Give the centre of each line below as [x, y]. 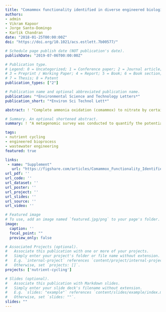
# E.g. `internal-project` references [47, 260]
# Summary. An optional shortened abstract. [52, 119]
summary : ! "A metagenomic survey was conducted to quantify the [74, 124]
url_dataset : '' [22, 183]
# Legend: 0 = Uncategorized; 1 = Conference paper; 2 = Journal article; [84, 69]
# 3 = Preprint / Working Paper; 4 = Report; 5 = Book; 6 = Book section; [84, 74]
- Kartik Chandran [24, 33]
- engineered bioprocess [31, 142]
